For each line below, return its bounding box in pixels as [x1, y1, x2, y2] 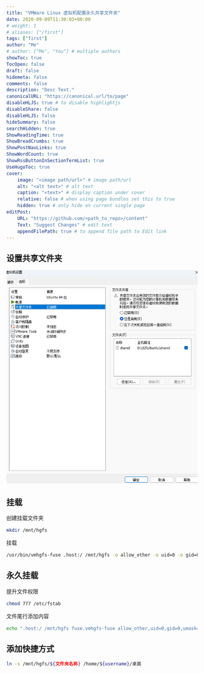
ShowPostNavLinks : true [6, 145, 67, 151]
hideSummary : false [6, 119, 56, 125]
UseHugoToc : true [6, 164, 50, 170]
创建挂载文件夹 [6, 515, 44, 522]
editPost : [6, 209, 32, 215]
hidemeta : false [6, 74, 47, 80]
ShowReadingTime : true [6, 132, 64, 138]
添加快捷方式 [6, 643, 55, 654]
